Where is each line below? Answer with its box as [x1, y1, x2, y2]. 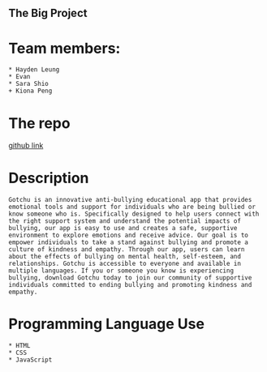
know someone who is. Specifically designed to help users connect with [8, 210, 260, 218]
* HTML [8, 342, 31, 350]
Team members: [8, 39, 121, 58]
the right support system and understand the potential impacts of [8, 217, 242, 225]
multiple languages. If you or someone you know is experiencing [8, 267, 234, 275]
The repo [8, 113, 71, 132]
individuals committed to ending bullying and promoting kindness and [8, 281, 252, 289]
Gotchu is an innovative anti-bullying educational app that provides [8, 196, 252, 204]
